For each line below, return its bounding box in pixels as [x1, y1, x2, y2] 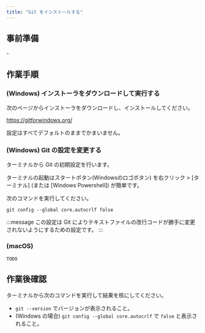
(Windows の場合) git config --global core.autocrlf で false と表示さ [15, 312, 198, 320]
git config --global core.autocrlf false [6, 207, 114, 213]
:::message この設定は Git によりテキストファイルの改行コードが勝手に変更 [6, 218, 196, 226]
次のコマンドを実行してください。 [6, 194, 92, 202]
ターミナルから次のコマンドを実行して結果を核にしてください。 [6, 291, 167, 299]
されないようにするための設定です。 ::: [6, 226, 103, 234]
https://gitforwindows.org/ [6, 117, 73, 124]
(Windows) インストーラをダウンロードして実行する [6, 89, 160, 98]
